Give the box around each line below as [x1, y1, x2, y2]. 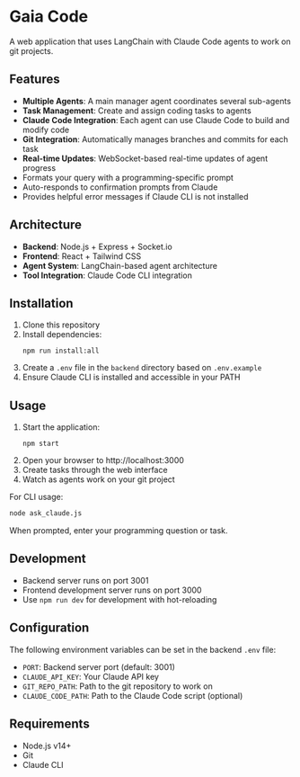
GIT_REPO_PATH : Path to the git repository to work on [22, 681, 213, 692]
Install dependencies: [22, 329, 102, 340]
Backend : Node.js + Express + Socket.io [22, 241, 172, 252]
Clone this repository [22, 319, 101, 330]
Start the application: [22, 422, 101, 433]
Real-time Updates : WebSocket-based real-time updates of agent [22, 153, 268, 164]
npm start [22, 439, 60, 449]
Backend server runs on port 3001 [22, 575, 149, 585]
